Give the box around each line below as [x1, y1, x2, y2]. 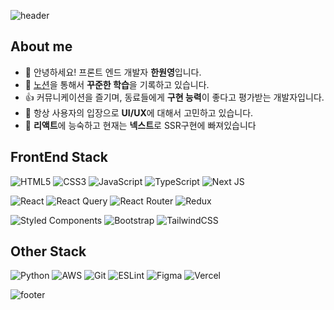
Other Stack [10, 243, 87, 260]
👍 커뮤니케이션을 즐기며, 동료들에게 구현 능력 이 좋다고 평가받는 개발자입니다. [24, 91, 325, 103]
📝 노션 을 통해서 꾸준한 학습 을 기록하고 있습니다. [24, 78, 210, 90]
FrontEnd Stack [10, 149, 108, 166]
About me [10, 38, 73, 55]
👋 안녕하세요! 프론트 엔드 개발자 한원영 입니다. [24, 66, 202, 78]
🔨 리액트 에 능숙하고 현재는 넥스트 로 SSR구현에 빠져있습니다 [24, 119, 257, 131]
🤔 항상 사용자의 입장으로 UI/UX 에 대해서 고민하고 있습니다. [24, 106, 254, 119]
